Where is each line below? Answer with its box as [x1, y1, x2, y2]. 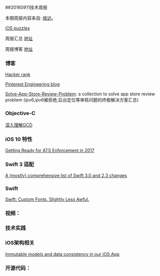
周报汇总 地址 [5, 36, 33, 41]
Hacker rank [5, 72, 31, 78]
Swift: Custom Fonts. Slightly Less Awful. [5, 196, 89, 202]
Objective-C [5, 110, 36, 117]
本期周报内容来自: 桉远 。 [5, 15, 56, 21]
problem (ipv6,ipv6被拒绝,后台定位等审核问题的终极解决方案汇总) [5, 97, 139, 103]
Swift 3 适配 [5, 161, 34, 168]
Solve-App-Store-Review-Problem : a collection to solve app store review [5, 91, 155, 97]
